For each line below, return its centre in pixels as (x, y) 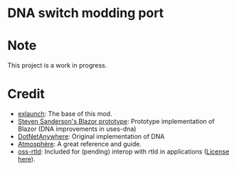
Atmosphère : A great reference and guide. (80, 144)
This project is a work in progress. (57, 65)
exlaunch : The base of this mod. (65, 114)
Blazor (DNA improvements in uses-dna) (77, 129)
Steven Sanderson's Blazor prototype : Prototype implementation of (116, 122)
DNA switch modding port (86, 13)
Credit (26, 94)
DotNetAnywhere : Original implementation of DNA (91, 137)
